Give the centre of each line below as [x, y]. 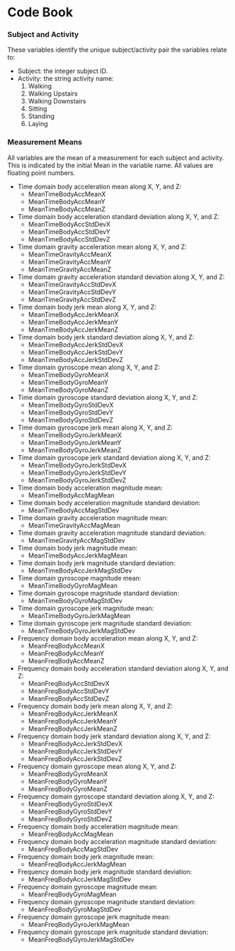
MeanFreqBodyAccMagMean [71, 834]
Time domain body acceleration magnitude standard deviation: [109, 502]
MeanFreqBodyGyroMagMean [72, 894]
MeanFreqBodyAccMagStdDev [73, 849]
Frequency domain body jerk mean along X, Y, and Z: [95, 706]
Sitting [38, 109]
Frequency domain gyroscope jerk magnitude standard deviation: [113, 932]
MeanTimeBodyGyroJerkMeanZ [75, 450]
